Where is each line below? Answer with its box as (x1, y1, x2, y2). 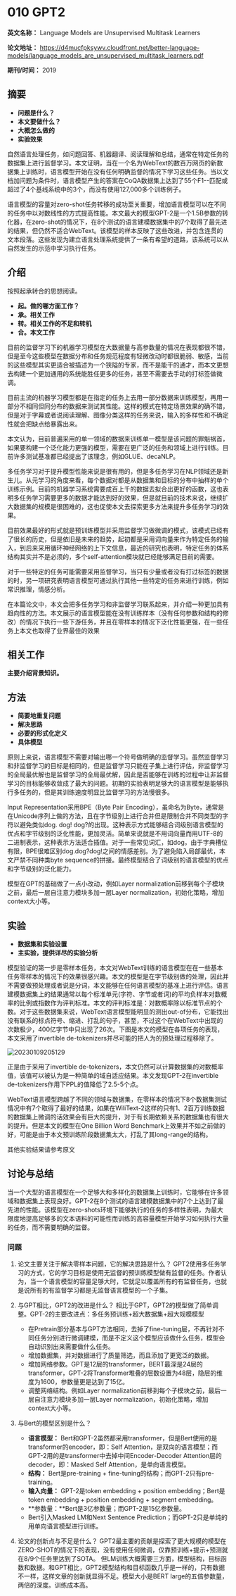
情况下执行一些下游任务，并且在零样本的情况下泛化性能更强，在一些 (25, 617, 223, 626)
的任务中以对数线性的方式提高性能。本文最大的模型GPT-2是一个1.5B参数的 (7, 208, 223, 217)
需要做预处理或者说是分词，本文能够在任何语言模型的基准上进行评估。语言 (13, 981, 229, 989)
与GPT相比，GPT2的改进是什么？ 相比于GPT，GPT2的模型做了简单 (17, 1301, 213, 1309)
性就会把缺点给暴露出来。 (7, 420, 81, 428)
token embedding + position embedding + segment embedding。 (27, 1495, 218, 1504)
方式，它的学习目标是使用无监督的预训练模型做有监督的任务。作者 (29, 1269, 221, 1277)
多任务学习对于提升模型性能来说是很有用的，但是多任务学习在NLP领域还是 (7, 467, 223, 475)
